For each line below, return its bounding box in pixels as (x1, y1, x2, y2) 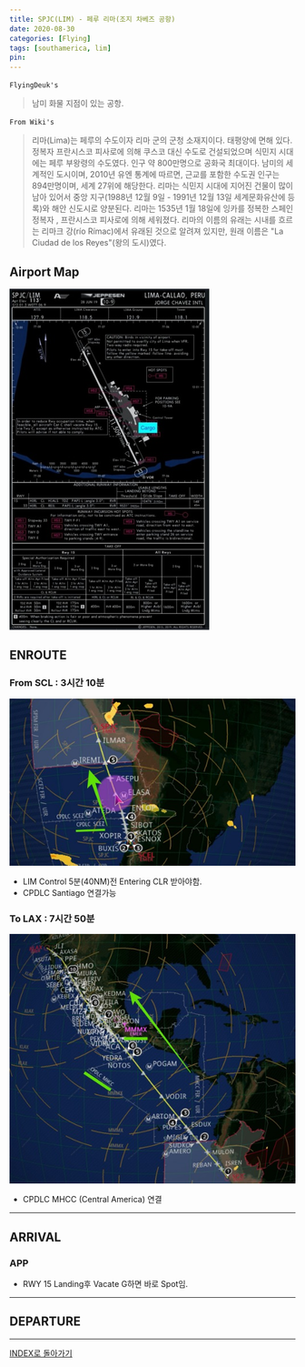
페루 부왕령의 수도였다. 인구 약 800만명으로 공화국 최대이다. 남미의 (48, 157, 284, 168)
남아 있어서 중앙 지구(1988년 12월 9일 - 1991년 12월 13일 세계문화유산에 (31, 192, 286, 203)
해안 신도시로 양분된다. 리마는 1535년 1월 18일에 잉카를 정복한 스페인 (51, 203, 293, 214)
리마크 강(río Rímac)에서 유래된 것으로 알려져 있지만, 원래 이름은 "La (41, 226, 284, 236)
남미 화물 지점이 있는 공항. (31, 98, 124, 109)
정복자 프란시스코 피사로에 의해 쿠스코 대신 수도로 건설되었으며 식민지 (31, 146, 277, 157)
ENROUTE (9, 648, 67, 663)
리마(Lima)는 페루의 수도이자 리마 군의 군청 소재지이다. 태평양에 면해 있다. (31, 135, 293, 146)
